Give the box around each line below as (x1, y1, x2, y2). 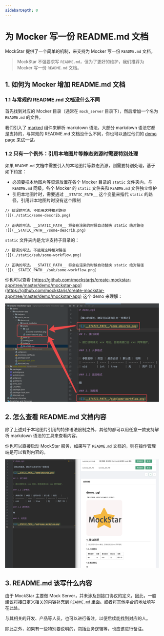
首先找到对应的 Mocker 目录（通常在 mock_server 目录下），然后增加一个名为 (5, 108, 159, 114)
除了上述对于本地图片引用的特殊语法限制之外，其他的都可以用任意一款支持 (5, 427, 155, 433)
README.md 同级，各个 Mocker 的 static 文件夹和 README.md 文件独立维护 (12, 185, 157, 191)
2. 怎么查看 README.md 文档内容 (5, 413, 106, 421)
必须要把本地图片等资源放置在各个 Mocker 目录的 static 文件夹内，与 (12, 179, 153, 185)
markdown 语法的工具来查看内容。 (10, 433, 81, 439)
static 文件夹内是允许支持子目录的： (5, 237, 80, 243)
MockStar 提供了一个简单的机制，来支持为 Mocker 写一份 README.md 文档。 (5, 48, 155, 54)
